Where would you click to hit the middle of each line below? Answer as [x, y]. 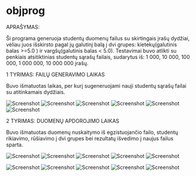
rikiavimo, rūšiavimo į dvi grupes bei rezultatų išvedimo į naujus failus [90, 138]
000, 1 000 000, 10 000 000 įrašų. [47, 63]
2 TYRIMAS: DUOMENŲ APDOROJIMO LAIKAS [63, 120]
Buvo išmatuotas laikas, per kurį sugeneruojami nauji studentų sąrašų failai [96, 85]
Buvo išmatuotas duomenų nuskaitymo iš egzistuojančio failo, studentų [92, 132]
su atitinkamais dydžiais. [36, 92]
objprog [26, 11]
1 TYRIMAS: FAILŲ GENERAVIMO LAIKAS [55, 74]
